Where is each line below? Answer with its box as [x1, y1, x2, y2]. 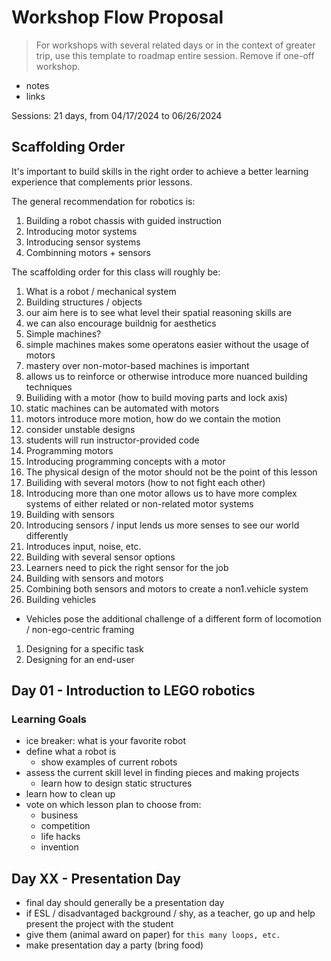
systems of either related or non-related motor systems [25, 497, 254, 510]
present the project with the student [25, 918, 174, 930]
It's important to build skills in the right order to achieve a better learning [11, 165, 309, 177]
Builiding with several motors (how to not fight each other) [25, 476, 266, 488]
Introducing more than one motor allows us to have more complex [25, 487, 298, 499]
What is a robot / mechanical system [25, 285, 177, 297]
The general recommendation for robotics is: [11, 195, 196, 207]
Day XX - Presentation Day [11, 870, 181, 887]
